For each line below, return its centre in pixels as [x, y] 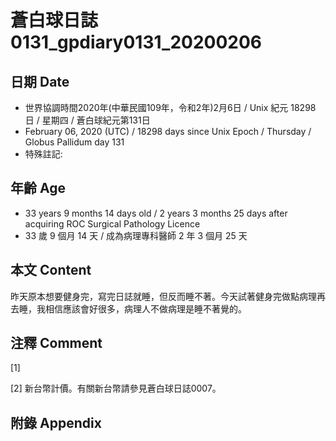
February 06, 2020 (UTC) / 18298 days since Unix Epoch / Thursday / [168, 131]
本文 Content [51, 270]
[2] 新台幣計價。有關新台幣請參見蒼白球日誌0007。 [116, 388]
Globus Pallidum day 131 [74, 142]
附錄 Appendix [56, 422]
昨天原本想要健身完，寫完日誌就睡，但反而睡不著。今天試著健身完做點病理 [163, 296]
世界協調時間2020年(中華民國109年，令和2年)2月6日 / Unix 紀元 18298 [170, 107]
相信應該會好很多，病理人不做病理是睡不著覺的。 [145, 308]
